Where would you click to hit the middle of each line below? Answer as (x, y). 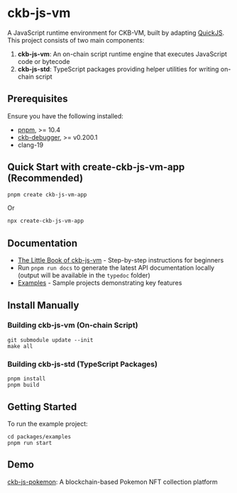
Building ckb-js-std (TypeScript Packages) (83, 364)
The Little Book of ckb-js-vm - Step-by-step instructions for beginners (121, 260)
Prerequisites (38, 99)
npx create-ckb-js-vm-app (45, 221)
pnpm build (23, 385)
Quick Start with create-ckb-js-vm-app (96, 167)
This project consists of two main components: (76, 40)
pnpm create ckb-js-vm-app (47, 194)
